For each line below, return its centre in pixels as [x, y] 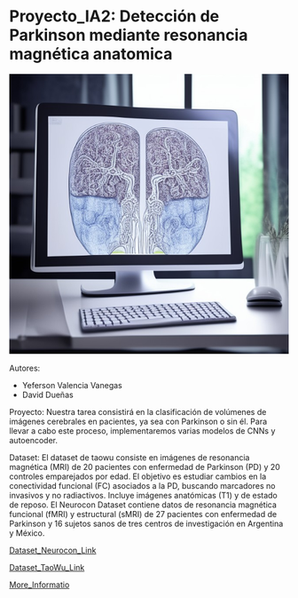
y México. [27, 533]
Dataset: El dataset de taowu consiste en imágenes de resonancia [129, 457]
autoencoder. [33, 440]
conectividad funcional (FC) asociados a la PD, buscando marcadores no [142, 485]
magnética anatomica [91, 54]
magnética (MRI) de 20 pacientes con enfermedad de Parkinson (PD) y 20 [145, 466]
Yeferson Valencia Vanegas [72, 385]
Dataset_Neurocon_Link [53, 550]
